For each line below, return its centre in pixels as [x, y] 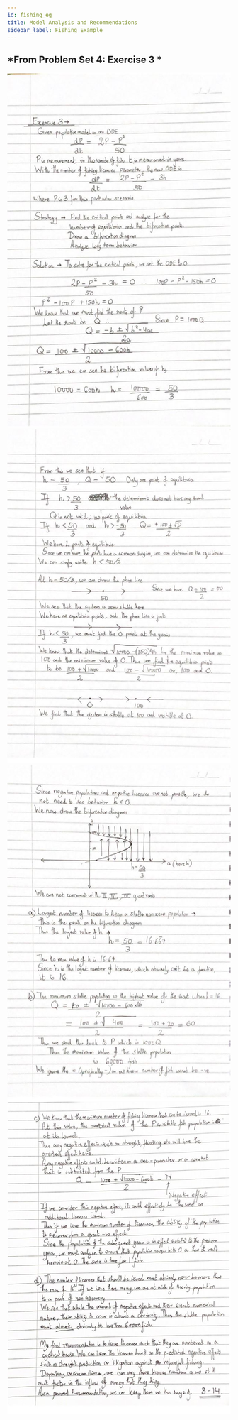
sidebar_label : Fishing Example [55, 30]
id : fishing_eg [30, 15]
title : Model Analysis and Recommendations [73, 22]
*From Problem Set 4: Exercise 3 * [85, 59]
